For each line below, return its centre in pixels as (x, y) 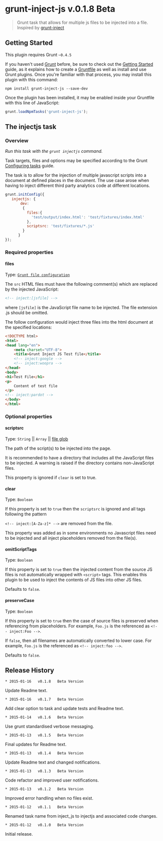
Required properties (29, 252)
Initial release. (19, 834)
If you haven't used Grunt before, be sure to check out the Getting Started (79, 64)
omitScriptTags (21, 549)
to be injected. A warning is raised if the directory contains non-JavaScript (80, 463)
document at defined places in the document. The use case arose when (77, 181)
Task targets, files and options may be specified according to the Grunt (76, 161)
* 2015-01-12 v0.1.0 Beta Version (44, 825)
